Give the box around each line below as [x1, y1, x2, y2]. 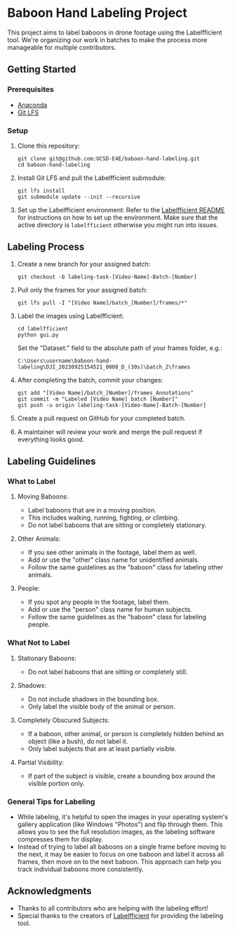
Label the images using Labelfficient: [17, 311, 124, 320]
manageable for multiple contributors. [7, 43, 117, 51]
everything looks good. [17, 435, 85, 444]
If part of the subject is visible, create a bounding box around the [27, 771, 216, 780]
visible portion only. [27, 779, 86, 787]
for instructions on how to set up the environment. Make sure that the [17, 213, 218, 221]
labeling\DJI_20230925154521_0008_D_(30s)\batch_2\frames [17, 363, 191, 371]
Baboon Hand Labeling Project [7, 5, 188, 21]
